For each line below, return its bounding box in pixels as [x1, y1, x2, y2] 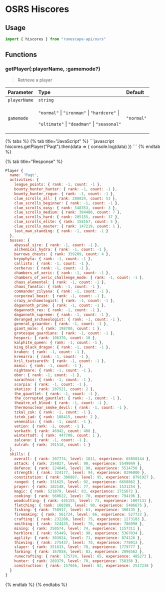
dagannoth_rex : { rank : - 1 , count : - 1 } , [14, 307, 102, 312]
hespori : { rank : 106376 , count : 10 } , [14, 335, 97, 340]
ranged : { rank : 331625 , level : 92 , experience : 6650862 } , [14, 479, 142, 484]
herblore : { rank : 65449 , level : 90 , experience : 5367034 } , [14, 530, 144, 535]
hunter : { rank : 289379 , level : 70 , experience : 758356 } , [14, 558, 140, 563]
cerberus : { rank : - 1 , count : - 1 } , [14, 265, 91, 270]
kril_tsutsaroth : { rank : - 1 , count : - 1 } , [14, 358, 106, 363]
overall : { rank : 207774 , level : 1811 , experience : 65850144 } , [14, 456, 151, 461]
